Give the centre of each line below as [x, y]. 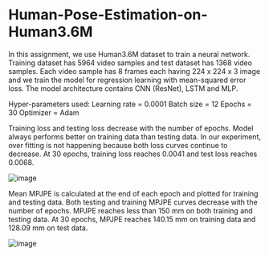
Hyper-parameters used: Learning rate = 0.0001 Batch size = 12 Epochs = [130, 104]
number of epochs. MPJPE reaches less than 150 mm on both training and [130, 210]
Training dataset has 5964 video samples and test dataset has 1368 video [130, 63]
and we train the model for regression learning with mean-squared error [127, 80]
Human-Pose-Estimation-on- [108, 15]
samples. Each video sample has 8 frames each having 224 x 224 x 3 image [134, 71]
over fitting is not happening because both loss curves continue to [118, 145]
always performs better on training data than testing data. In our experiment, [134, 136]
